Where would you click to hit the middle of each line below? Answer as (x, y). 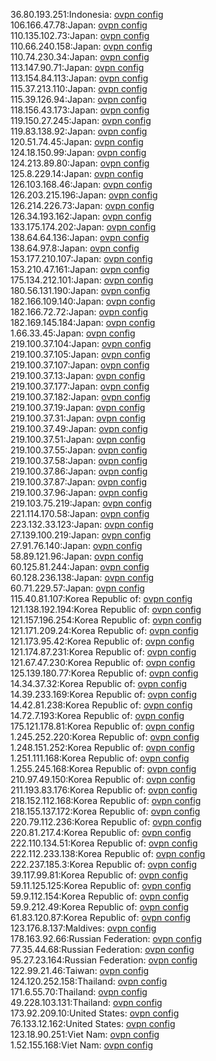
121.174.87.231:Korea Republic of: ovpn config (103, 652)
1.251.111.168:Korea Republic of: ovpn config (100, 758)
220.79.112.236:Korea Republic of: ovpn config (106, 822)
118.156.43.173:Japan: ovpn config (80, 110)
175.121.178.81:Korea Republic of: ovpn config (102, 726)
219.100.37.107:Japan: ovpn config (80, 365)
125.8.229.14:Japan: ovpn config (77, 173)
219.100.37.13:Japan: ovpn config (78, 375)
